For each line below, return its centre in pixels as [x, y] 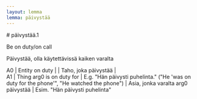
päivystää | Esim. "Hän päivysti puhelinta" [59, 89]
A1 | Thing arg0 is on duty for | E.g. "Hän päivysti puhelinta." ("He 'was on [99, 77]
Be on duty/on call [29, 47]
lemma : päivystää [28, 18]
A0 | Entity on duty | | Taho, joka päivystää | [61, 70]
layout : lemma [24, 12]
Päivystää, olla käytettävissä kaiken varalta [60, 58]
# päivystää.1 [23, 35]
